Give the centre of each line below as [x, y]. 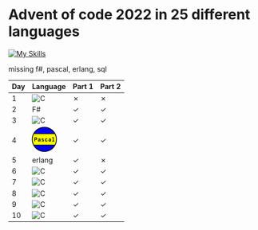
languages [44, 31]
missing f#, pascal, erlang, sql [58, 68]
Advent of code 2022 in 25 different [129, 15]
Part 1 [83, 87]
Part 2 [111, 87]
